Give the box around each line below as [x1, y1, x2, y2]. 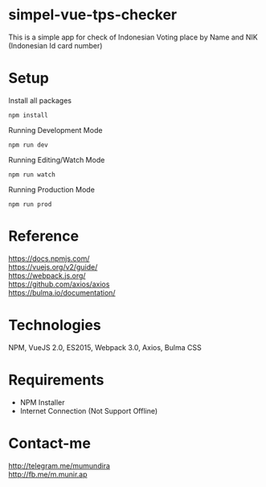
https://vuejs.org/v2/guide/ [8, 262, 98, 271]
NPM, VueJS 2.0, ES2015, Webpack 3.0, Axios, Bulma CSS [8, 342, 203, 352]
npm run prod [8, 200, 52, 208]
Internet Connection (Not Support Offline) [19, 406, 158, 415]
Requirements [8, 370, 104, 389]
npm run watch [8, 171, 56, 179]
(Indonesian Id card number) [8, 40, 103, 50]
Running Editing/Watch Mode [8, 155, 105, 164]
